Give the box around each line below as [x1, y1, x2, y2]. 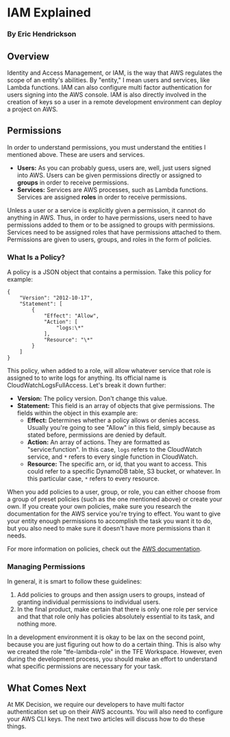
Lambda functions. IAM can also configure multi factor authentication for [7, 83, 212, 91]
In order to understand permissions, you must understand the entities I [7, 143, 206, 152]
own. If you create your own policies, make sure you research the [7, 503, 192, 511]
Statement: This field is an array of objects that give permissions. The [16, 402, 216, 410]
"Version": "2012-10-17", [19, 295, 94, 302]
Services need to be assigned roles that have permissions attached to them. [7, 228, 222, 236]
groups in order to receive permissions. [16, 178, 129, 186]
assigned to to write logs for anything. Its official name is [7, 374, 167, 382]
